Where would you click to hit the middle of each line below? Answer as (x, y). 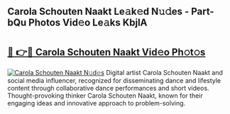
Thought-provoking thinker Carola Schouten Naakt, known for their (105, 96)
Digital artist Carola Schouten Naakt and (165, 73)
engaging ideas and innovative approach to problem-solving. (97, 103)
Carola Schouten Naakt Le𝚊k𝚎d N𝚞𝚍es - (98, 12)
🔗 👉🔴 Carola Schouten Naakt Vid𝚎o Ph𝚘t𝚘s (106, 52)
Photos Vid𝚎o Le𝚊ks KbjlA (88, 23)
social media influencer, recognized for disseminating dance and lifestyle (114, 80)
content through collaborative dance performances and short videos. (108, 88)
